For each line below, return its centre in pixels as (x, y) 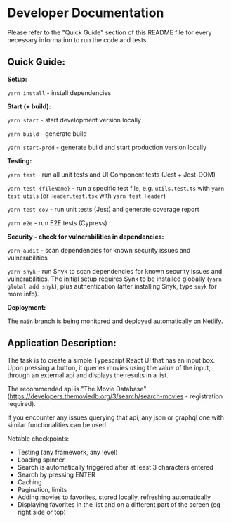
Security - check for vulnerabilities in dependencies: (86, 237)
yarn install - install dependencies (59, 92)
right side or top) (42, 512)
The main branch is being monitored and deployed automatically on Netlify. (115, 321)
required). (22, 403)
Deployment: (27, 307)
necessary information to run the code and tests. (78, 39)
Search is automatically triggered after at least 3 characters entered (115, 467)
